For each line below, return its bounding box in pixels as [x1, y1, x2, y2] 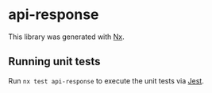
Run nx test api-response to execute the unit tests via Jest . [8, 76, 204, 85]
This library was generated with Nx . [8, 32, 125, 41]
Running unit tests [8, 55, 101, 68]
